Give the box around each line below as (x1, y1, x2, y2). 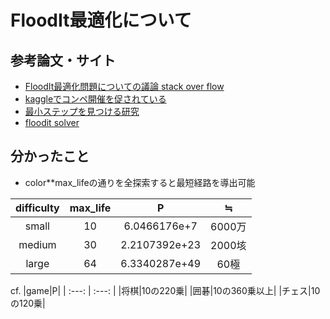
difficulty (15, 201, 60, 215)
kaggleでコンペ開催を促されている (24, 93, 167, 105)
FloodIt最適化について (10, 9, 192, 32)
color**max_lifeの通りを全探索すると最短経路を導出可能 (24, 176, 256, 188)
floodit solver (24, 117, 80, 128)
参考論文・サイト (10, 52, 116, 69)
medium (18, 237, 57, 251)
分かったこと (10, 148, 90, 165)
